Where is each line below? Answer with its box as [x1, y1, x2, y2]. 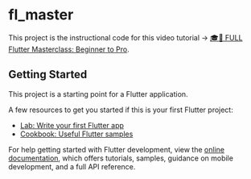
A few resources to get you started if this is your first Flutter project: [8, 105, 233, 114]
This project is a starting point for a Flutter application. [8, 89, 188, 98]
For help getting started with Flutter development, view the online [8, 144, 225, 154]
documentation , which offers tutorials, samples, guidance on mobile [8, 153, 233, 163]
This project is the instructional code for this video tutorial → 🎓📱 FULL [8, 32, 243, 42]
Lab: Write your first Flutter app [19, 120, 125, 130]
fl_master [8, 6, 74, 24]
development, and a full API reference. [8, 161, 136, 171]
